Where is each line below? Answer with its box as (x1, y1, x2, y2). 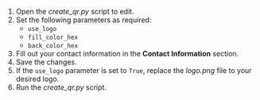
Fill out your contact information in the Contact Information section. (15, 49, 239, 58)
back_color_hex (27, 42, 78, 50)
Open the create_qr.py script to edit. (15, 7, 134, 16)
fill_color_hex (27, 33, 78, 41)
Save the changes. (15, 57, 77, 67)
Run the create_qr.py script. (15, 83, 107, 92)
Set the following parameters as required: (15, 15, 152, 25)
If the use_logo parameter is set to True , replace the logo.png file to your (15, 66, 252, 75)
